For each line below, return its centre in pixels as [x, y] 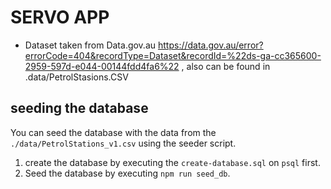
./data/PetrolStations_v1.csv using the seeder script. [123, 143]
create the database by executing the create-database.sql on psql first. [172, 162]
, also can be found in [226, 66]
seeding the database [79, 108]
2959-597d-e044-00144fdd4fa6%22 [102, 66]
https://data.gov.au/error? [210, 45]
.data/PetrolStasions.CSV [76, 77]
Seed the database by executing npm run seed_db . [127, 173]
